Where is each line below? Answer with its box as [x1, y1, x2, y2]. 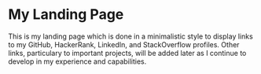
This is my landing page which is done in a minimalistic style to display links [8, 31, 253, 41]
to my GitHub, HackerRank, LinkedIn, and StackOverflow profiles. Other [8, 39, 240, 49]
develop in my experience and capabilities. [8, 57, 147, 66]
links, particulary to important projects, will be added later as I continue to [8, 48, 247, 57]
